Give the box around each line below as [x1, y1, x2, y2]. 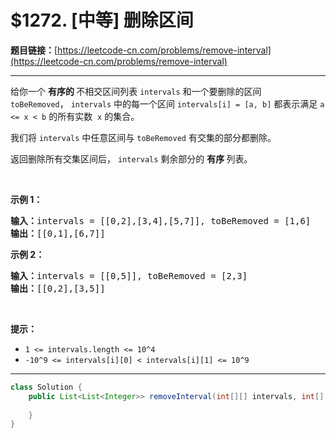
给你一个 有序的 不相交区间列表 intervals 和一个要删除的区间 [10, 85, 262, 97]
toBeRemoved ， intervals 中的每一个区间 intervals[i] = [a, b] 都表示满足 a [10, 97, 325, 110]
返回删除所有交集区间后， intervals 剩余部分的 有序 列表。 [10, 152, 253, 165]
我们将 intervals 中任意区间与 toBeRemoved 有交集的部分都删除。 [10, 131, 277, 143]
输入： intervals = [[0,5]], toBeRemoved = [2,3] [10, 270, 248, 281]
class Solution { [10, 382, 83, 392]
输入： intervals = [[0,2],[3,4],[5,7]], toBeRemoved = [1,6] [10, 215, 312, 226]
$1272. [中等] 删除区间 [10, 9, 194, 32]
